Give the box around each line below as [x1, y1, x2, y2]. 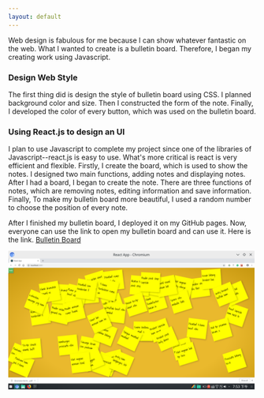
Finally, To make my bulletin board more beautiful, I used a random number [8, 194, 251, 205]
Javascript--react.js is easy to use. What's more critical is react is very [8, 152, 238, 162]
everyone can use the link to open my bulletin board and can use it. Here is [8, 227, 251, 236]
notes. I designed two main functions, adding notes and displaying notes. [8, 170, 246, 179]
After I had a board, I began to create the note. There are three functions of [8, 178, 252, 187]
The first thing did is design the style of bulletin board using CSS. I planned [8, 89, 252, 99]
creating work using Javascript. [8, 52, 111, 62]
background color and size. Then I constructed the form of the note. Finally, [8, 98, 254, 107]
